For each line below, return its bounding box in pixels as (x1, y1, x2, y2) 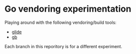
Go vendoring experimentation (4, 3, 132, 15)
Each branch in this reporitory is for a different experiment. (4, 43, 122, 49)
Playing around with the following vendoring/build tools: (4, 19, 117, 25)
